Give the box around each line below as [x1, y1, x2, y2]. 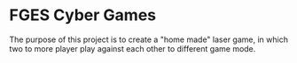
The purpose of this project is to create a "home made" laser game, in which [9, 34, 288, 45]
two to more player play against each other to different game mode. [9, 43, 256, 53]
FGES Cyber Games [9, 5, 157, 25]
